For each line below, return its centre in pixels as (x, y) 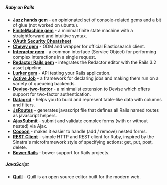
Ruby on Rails (20, 7)
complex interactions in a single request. (54, 57)
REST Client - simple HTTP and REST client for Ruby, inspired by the (83, 137)
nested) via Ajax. (30, 126)
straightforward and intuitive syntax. (50, 36)
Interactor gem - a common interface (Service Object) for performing (84, 51)
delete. (20, 147)
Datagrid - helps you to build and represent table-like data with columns (87, 99)
